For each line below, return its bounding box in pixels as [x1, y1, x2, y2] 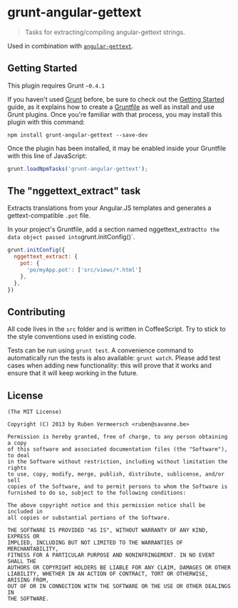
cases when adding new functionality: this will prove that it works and [7, 361, 212, 370]
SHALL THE [7, 558, 37, 565]
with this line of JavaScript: [7, 151, 88, 160]
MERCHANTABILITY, [7, 545, 59, 552]
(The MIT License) [7, 409, 62, 416]
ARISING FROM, [7, 577, 50, 584]
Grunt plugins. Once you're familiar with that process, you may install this [7, 110, 222, 118]
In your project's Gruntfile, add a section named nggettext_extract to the [7, 225, 220, 234]
